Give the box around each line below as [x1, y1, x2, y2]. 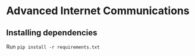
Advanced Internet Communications [6, 4, 190, 18]
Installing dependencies [6, 28, 97, 38]
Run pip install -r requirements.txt [6, 43, 100, 50]
